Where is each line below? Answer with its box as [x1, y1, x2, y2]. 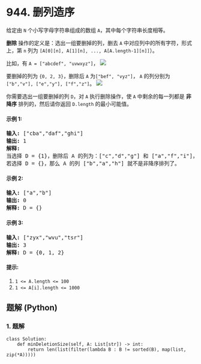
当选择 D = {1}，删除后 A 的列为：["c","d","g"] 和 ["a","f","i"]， [6, 153, 198, 159]
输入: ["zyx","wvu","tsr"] [6, 234, 84, 241]
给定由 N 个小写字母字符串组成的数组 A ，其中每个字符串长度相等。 [6, 26, 169, 34]
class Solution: [6, 336, 47, 342]
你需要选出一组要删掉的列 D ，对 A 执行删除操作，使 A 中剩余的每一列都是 [6, 93, 185, 100]
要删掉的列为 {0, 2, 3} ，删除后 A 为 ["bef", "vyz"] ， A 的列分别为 [6, 72, 170, 79]
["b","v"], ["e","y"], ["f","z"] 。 [6, 79, 95, 87]
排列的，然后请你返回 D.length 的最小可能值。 [17, 100, 133, 107]
